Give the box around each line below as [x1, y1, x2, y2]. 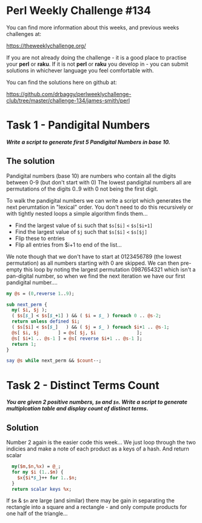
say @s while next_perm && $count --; [6, 357, 102, 364]
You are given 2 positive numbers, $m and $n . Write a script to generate [6, 398, 188, 405]
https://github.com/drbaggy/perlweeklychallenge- [6, 90, 132, 97]
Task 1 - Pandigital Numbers [6, 118, 150, 132]
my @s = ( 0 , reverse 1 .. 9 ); [6, 290, 75, 297]
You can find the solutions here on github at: [6, 79, 117, 86]
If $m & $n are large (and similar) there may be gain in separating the [6, 497, 175, 504]
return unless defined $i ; [12, 318, 80, 325]
